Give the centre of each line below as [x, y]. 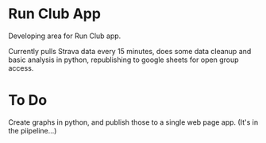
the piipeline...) [33, 130]
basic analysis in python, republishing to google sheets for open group [124, 60]
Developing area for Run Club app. [65, 36]
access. [21, 68]
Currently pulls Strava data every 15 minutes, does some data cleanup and [130, 51]
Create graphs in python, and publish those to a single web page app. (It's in [133, 122]
